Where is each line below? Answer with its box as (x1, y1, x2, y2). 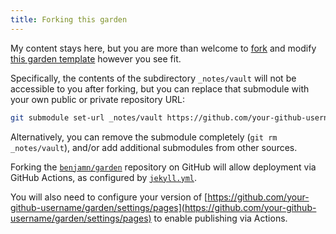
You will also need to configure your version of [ (10, 191, 208, 203)
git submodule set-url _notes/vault (10, 112, 163, 123)
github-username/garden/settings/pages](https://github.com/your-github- (10, 201, 317, 213)
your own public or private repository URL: (10, 93, 186, 105)
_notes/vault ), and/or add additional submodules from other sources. (10, 141, 298, 153)
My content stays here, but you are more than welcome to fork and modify (10, 42, 317, 54)
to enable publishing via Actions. (153, 212, 288, 224)
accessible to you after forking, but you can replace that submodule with (10, 82, 310, 95)
